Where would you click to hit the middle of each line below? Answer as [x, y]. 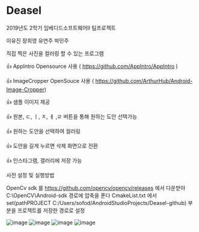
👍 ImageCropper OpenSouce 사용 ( [50, 81]
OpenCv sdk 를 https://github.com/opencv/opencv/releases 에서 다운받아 [96, 188]
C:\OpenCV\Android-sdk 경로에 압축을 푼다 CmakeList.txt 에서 [82, 195]
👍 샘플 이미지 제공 [28, 102]
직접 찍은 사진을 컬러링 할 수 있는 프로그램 [55, 53]
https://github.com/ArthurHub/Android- [144, 81]
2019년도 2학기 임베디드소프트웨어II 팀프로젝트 [61, 28]
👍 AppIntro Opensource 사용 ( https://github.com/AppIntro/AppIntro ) [92, 66]
